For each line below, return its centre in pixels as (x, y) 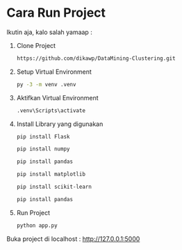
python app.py (37, 225)
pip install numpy (43, 149)
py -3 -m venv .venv (46, 84)
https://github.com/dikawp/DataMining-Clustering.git (96, 58)
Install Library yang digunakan (60, 124)
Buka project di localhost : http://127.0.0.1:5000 (73, 239)
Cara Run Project (56, 13)
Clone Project (36, 45)
